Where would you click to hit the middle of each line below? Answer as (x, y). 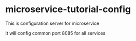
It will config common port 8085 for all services (55, 33)
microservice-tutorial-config (68, 9)
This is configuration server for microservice (52, 23)
